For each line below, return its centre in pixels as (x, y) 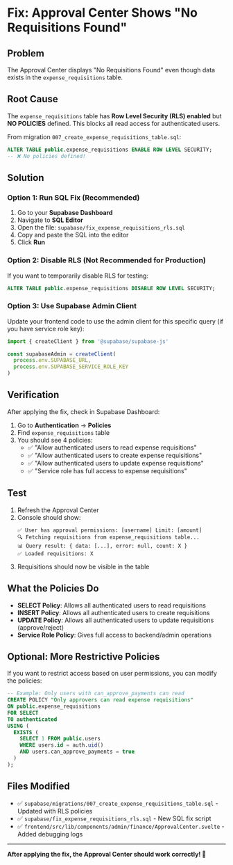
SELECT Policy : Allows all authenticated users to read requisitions (112, 605)
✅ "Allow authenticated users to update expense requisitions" (116, 463)
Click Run (31, 242)
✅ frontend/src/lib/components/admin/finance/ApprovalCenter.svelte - (121, 826)
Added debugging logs (50, 834)
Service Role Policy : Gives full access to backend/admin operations (114, 635)
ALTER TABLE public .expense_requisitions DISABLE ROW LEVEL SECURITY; (111, 288)
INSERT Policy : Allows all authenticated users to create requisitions (113, 612)
